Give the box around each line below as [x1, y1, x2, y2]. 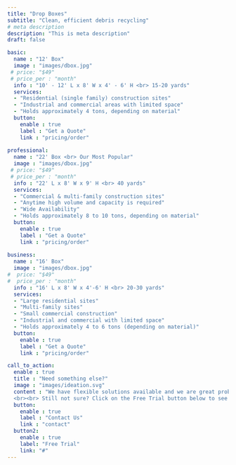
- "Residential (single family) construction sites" [13, 95, 171, 102]
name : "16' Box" [13, 258, 65, 266]
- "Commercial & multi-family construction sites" [13, 192, 165, 200]
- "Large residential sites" [13, 297, 99, 304]
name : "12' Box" [13, 55, 65, 63]
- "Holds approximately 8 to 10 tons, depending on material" [13, 212, 199, 220]
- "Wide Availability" [13, 206, 80, 213]
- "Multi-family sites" [13, 303, 83, 311]
